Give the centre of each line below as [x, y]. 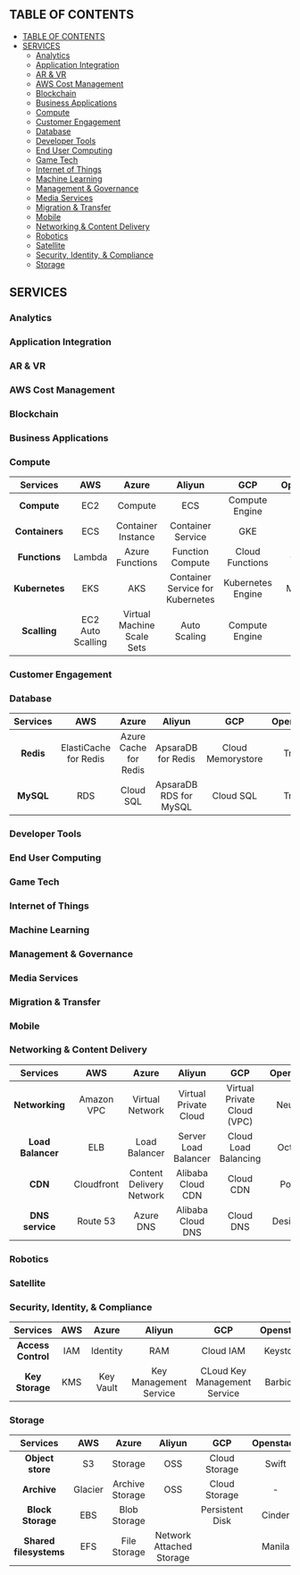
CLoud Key [224, 1370]
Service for [191, 589]
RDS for [177, 796]
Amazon [96, 1099]
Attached [173, 1546]
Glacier [89, 1490]
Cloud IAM [223, 1351]
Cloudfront [96, 1184]
